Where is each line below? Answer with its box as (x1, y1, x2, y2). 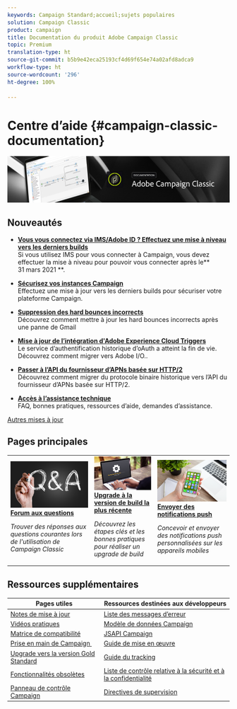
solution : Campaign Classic (7, 18, 90, 26)
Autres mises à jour (7, 415, 63, 424)
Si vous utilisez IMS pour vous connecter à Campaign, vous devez (17, 250, 210, 258)
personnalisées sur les (157, 538, 223, 547)
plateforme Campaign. (17, 294, 83, 302)
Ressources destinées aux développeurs (104, 599, 227, 608)
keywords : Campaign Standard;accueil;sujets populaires (7, 11, 175, 18)
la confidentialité (103, 674, 152, 682)
